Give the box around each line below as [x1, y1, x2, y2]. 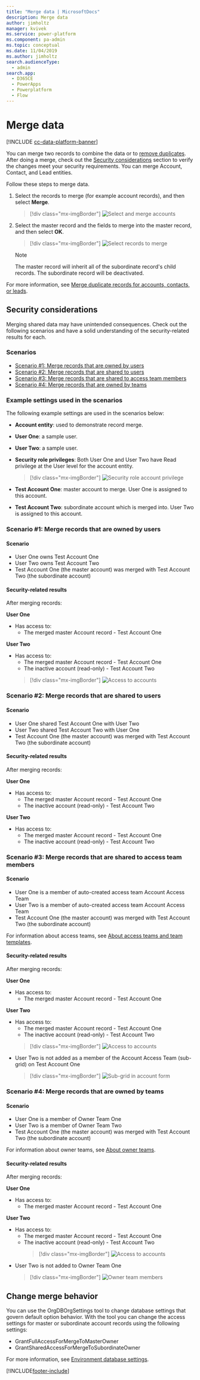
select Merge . [14, 199, 50, 206]
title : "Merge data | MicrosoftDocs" [6, 8, 100, 15]
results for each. [6, 333, 47, 341]
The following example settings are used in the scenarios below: [6, 410, 164, 417]
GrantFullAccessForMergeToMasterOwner [14, 1338, 119, 1345]
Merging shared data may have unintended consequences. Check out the [6, 320, 187, 327]
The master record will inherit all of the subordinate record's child [14, 263, 176, 270]
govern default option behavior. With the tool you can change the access [6, 1313, 186, 1321]
